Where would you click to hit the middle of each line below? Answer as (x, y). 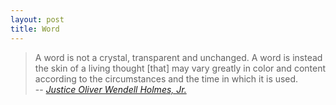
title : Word (35, 29)
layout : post (37, 19)
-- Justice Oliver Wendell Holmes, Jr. (110, 89)
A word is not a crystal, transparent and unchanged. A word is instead (178, 57)
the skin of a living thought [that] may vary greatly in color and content (180, 68)
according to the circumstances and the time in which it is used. (166, 78)
